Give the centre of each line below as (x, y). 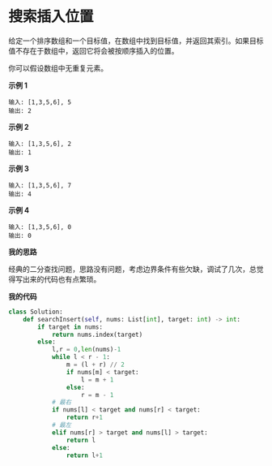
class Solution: (36, 312)
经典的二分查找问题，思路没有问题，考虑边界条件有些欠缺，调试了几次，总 (132, 269)
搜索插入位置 (51, 17)
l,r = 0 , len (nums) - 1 (86, 350)
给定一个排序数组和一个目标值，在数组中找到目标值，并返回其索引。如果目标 (136, 41)
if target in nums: (70, 327)
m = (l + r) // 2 (96, 365)
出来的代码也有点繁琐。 (62, 279)
